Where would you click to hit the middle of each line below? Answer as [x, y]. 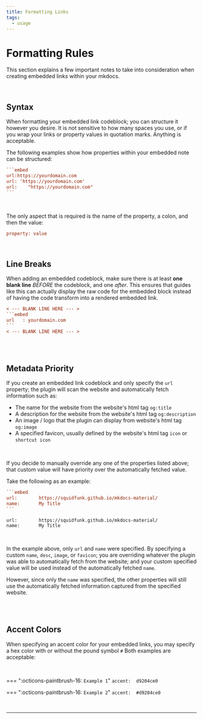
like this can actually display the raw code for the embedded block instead [99, 292]
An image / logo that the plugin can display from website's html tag [98, 421]
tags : [13, 18]
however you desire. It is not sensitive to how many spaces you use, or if [97, 128]
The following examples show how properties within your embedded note [98, 153]
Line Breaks [29, 264]
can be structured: [29, 159]
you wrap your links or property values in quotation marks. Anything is [94, 134]
